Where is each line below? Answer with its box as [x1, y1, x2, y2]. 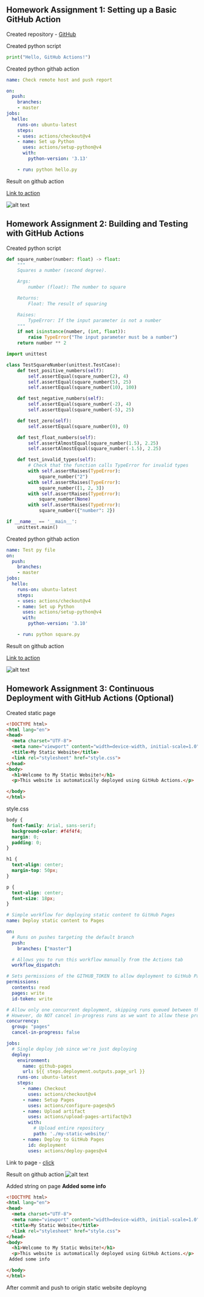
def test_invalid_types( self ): [17, 457, 97, 463]
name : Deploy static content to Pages [6, 918, 104, 924]
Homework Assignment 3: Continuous [6, 683, 155, 694]
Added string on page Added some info [6, 1182, 106, 1189]
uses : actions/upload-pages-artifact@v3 [28, 1114, 132, 1120]
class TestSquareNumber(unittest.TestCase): [6, 362, 121, 368]
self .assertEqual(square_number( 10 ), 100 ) [28, 384, 137, 391]
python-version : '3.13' [28, 156, 88, 162]
